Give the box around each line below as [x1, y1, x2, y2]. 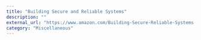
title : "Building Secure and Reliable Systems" [6, 8, 127, 15]
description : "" [6, 14, 47, 20]
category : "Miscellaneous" [6, 25, 74, 31]
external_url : [6, 19, 42, 25]
